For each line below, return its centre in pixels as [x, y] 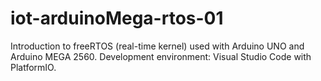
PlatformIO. [33, 67]
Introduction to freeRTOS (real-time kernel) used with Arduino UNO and [157, 46]
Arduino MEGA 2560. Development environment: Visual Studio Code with [161, 56]
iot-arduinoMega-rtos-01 [117, 18]
